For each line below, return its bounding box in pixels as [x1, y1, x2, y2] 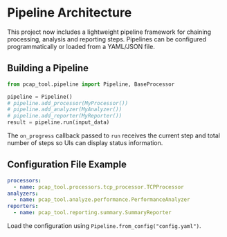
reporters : [7, 202, 39, 210]
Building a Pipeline [7, 62, 89, 74]
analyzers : [7, 190, 39, 197]
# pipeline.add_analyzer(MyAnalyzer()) [7, 106, 122, 113]
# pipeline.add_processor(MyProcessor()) [7, 99, 129, 106]
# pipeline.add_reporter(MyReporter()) [7, 113, 122, 120]
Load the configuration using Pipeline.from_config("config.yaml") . [7, 222, 202, 230]
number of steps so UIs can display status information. [7, 139, 163, 146]
